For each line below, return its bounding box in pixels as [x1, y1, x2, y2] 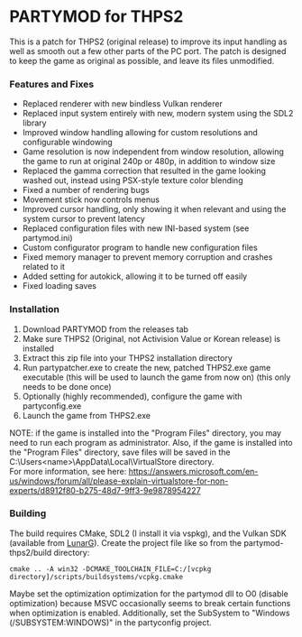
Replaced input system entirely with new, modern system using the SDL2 [22, 108, 294, 119]
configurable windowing [22, 137, 113, 148]
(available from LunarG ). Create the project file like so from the [9, 537, 242, 548]
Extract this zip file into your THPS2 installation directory [22, 352, 233, 363]
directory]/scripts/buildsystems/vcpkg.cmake [9, 572, 183, 581]
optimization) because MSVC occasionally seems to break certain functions [9, 597, 291, 608]
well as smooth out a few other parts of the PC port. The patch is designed [9, 45, 287, 56]
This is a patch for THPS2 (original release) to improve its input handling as [9, 36, 288, 47]
